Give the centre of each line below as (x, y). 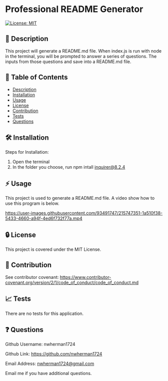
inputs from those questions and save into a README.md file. (68, 62)
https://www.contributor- (85, 277)
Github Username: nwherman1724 (40, 344)
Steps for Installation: (27, 152)
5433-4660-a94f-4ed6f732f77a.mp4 (44, 218)
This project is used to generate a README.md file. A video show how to (80, 198)
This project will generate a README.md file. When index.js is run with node (83, 51)
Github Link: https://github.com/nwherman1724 (54, 354)
